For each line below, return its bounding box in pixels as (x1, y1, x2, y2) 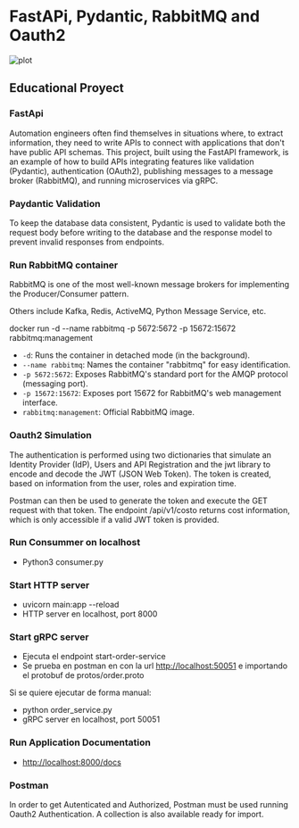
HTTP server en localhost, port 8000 (21, 609, 158, 619)
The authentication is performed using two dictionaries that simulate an (9, 449, 272, 460)
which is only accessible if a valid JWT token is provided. (9, 514, 220, 525)
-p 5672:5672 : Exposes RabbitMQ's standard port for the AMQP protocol (21, 368, 288, 380)
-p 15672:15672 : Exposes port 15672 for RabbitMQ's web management (21, 388, 282, 399)
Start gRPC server (9, 631, 89, 643)
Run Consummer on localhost (9, 536, 141, 549)
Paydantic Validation (9, 197, 101, 210)
